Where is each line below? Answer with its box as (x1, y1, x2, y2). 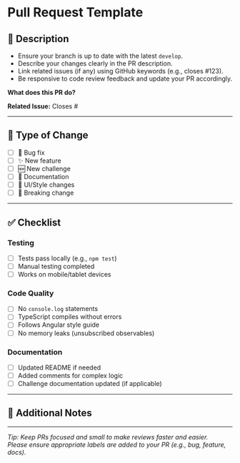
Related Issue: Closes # (7, 102, 79, 111)
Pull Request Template (7, 4, 144, 21)
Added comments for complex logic (17, 371, 124, 380)
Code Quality (7, 288, 54, 298)
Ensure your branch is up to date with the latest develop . (17, 51, 184, 60)
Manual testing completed (17, 262, 95, 270)
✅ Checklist (7, 216, 61, 228)
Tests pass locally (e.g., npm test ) (17, 254, 117, 263)
